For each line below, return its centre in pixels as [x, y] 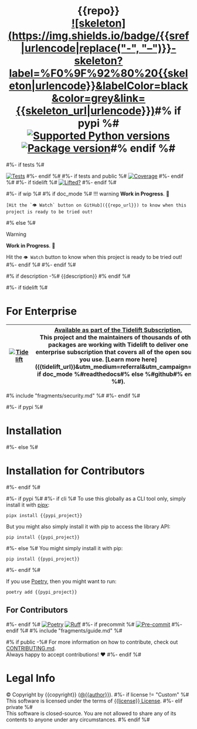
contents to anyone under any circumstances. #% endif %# [78, 720]
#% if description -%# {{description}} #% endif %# [68, 276]
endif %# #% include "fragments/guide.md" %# [64, 630]
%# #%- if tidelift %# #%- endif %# [61, 182]
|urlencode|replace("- [76, 49]
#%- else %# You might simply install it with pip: [64, 548]
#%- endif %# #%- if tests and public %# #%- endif [105, 176]
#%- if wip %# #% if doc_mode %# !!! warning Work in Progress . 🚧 [88, 194]
